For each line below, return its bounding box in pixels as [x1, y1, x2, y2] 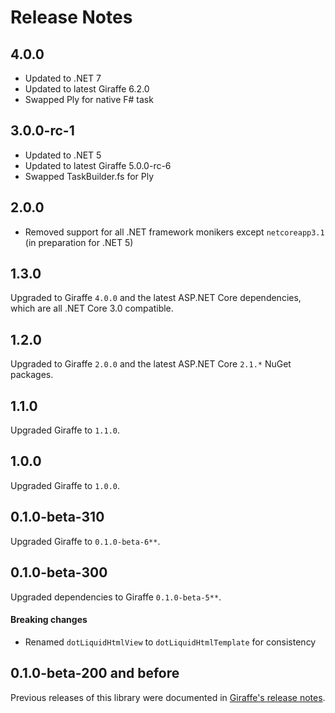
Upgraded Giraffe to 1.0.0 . [10, 479, 121, 491]
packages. [10, 369, 54, 381]
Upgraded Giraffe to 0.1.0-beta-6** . [10, 535, 161, 547]
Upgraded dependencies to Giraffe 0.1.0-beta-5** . [10, 591, 222, 603]
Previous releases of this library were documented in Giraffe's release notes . [10, 691, 326, 703]
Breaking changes [10, 614, 88, 626]
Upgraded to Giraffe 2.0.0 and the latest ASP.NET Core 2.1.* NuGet [10, 358, 292, 370]
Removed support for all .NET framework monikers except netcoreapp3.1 [24, 226, 325, 238]
